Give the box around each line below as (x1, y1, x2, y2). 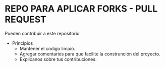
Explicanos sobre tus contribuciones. (19, 56, 97, 62)
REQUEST (5, 14, 46, 25)
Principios (12, 40, 33, 46)
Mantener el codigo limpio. (19, 45, 75, 51)
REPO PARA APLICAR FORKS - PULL (5, 3, 158, 15)
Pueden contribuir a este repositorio (5, 30, 80, 36)
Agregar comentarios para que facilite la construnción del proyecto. (19, 51, 160, 57)
